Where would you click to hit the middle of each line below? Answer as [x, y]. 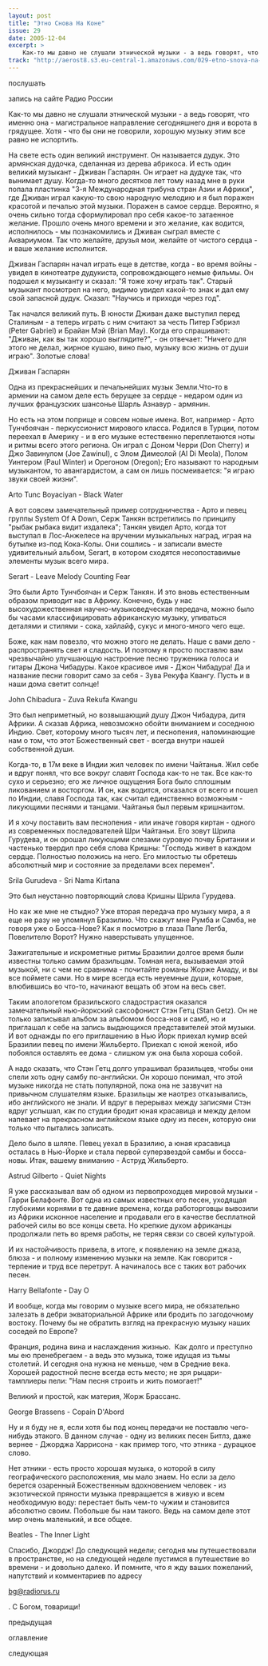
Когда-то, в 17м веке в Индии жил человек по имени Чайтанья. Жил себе [134, 764]
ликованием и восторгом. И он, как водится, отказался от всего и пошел [133, 789]
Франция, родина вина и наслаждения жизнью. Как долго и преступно [130, 1346]
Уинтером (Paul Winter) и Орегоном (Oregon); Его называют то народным [134, 461]
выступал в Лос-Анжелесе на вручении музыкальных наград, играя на [130, 535]
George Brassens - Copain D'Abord [67, 1412]
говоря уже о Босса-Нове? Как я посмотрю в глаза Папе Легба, [118, 928]
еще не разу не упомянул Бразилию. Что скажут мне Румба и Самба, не [132, 920]
